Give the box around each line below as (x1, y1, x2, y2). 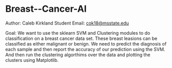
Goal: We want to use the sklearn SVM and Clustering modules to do (5, 30, 150, 36)
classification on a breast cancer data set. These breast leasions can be (5, 35, 158, 41)
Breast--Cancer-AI (5, 3, 87, 15)
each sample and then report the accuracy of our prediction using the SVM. (5, 46, 165, 52)
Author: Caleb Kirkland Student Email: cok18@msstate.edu (5, 20, 129, 26)
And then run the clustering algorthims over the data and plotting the (5, 52, 150, 58)
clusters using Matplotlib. (5, 57, 59, 63)
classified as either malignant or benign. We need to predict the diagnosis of (5, 40, 167, 47)
